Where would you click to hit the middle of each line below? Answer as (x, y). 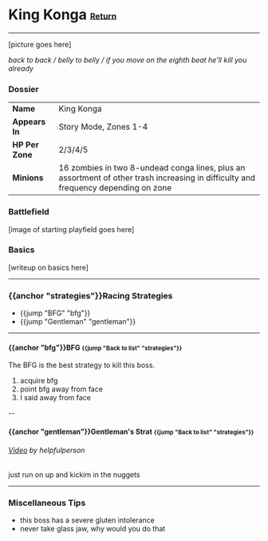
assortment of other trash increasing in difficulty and (157, 178)
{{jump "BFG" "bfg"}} (55, 313)
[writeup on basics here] (49, 267)
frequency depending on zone (115, 188)
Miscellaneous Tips (47, 503)
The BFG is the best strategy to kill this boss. (82, 365)
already (21, 68)
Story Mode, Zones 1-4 (103, 127)
